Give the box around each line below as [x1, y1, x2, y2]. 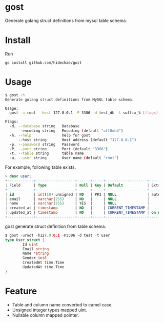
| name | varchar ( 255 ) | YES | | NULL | [5, 201, 150, 206]
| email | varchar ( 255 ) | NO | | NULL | [5, 197, 150, 202]
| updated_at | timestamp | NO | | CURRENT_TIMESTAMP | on [5, 210, 156, 215]
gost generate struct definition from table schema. [5, 223, 106, 229]
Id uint [22, 242, 38, 247]
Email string [22, 246, 49, 251]
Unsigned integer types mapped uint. [12, 307, 87, 313]
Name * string [22, 251, 49, 256]
